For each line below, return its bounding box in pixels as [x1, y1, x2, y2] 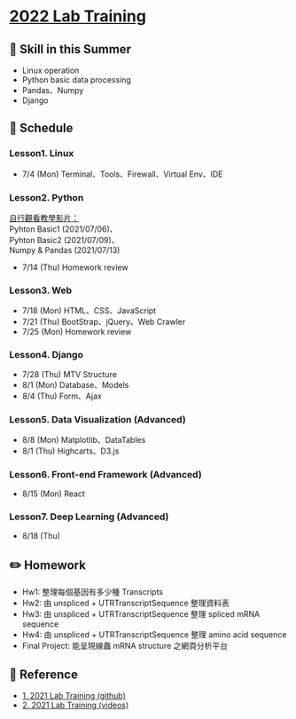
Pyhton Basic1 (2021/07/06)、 [9, 224, 118, 234]
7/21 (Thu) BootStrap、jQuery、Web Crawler [21, 317, 186, 328]
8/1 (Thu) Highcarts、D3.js [21, 446, 120, 456]
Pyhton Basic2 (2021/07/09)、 [9, 234, 120, 245]
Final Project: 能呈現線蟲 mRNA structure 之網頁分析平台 [21, 641, 229, 652]
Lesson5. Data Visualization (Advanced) [9, 413, 186, 425]
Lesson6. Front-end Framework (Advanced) [9, 468, 202, 480]
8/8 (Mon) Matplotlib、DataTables [21, 434, 146, 445]
